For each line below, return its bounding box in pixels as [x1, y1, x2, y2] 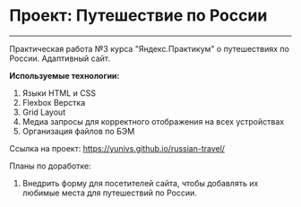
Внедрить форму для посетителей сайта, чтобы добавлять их [21, 177, 259, 188]
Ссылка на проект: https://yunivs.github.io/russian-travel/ [9, 142, 226, 153]
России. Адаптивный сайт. [9, 53, 110, 64]
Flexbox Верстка [21, 97, 86, 108]
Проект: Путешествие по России [9, 5, 268, 26]
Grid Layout [21, 107, 65, 117]
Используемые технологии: [9, 70, 120, 81]
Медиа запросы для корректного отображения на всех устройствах [21, 116, 285, 126]
